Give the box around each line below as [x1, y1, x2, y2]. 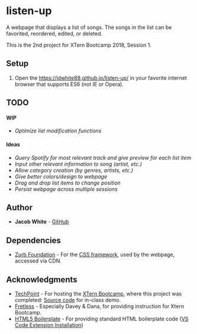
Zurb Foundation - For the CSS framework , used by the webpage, [14, 251, 175, 258]
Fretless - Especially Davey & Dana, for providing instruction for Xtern [14, 303, 185, 310]
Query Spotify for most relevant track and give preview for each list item [14, 154, 192, 161]
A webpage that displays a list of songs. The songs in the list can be [6, 24, 172, 31]
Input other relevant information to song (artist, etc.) [14, 160, 142, 167]
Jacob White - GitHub [14, 218, 69, 225]
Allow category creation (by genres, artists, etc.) [14, 167, 134, 174]
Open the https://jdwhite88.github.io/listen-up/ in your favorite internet [14, 74, 188, 81]
